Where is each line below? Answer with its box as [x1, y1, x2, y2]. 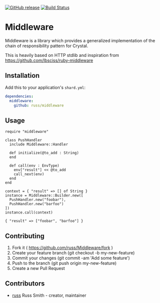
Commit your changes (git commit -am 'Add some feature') [12, 255, 130, 261]
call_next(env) [14, 172, 45, 177]
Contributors [5, 280, 45, 288]
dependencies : [5, 94, 34, 99]
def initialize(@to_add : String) [9, 151, 79, 156]
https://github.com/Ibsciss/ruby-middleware [5, 57, 94, 63]
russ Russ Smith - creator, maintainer [12, 292, 86, 298]
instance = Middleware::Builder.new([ [5, 193, 83, 198]
